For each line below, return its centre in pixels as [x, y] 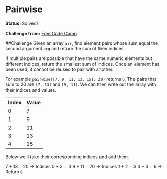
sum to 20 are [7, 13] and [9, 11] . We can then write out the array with [81, 84]
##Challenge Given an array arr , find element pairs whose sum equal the [82, 43]
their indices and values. [31, 89]
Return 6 [14, 172]
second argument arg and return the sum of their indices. [65, 48]
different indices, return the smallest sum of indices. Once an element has [82, 64]
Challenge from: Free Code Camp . [42, 33]
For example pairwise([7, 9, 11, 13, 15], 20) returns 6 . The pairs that [81, 79]
